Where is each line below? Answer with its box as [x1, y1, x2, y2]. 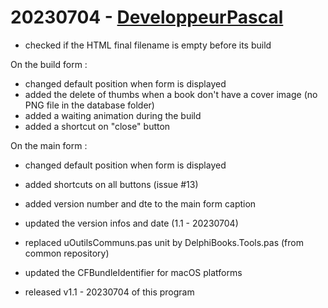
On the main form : [10, 139, 88, 151]
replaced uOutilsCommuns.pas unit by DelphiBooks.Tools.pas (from [24, 236, 304, 248]
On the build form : [10, 58, 88, 70]
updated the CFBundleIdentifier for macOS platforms [24, 266, 243, 278]
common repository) [24, 247, 110, 259]
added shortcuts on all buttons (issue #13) [24, 178, 199, 190]
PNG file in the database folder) [24, 99, 155, 111]
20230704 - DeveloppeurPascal [10, 6, 284, 29]
